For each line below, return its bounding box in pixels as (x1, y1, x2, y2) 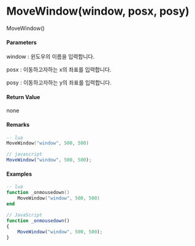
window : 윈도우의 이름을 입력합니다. (6, 53, 95, 61)
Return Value (6, 93, 40, 100)
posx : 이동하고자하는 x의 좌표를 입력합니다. (6, 66, 112, 73)
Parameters (6, 39, 37, 46)
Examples (6, 170, 32, 177)
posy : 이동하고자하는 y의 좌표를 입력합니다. (6, 79, 112, 86)
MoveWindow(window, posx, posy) (6, 4, 190, 18)
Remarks (6, 121, 30, 128)
